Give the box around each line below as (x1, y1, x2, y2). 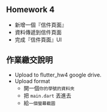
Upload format (14, 77, 50, 85)
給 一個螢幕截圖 (23, 99, 56, 106)
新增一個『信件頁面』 (14, 21, 67, 28)
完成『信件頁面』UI (14, 36, 62, 43)
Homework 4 (6, 5, 55, 15)
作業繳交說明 (6, 55, 53, 65)
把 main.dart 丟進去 (23, 92, 72, 99)
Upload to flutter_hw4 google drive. (14, 71, 102, 78)
